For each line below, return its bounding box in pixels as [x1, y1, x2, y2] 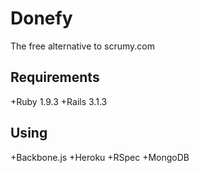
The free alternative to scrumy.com [10, 40, 155, 52]
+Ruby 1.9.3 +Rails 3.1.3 [10, 95, 108, 107]
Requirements [10, 69, 100, 86]
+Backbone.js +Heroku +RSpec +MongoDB [10, 151, 190, 163]
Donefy [10, 7, 73, 30]
